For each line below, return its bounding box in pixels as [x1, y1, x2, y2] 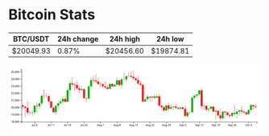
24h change [57, 34, 99, 44]
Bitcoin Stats [8, 6, 96, 24]
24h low [155, 34, 184, 44]
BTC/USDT [13, 34, 50, 44]
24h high [109, 34, 141, 44]
